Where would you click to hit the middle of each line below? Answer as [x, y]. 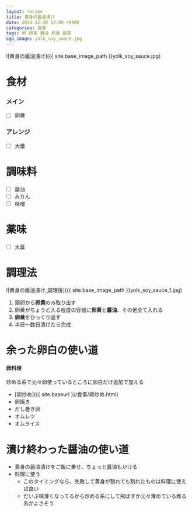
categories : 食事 [26, 28]
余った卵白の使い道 [52, 350]
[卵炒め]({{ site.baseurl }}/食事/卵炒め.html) [66, 394]
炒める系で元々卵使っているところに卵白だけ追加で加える [75, 382]
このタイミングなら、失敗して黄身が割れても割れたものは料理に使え [105, 482]
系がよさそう [39, 503]
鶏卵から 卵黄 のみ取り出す [45, 303]
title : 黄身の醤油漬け [31, 17]
